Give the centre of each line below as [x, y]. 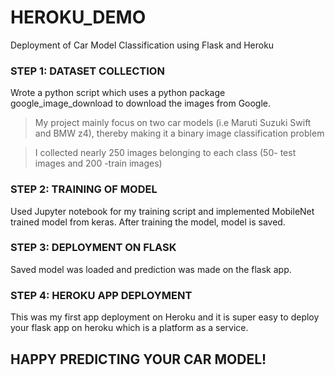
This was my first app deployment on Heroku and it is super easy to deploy [165, 317]
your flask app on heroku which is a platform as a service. [129, 328]
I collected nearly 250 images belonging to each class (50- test [165, 153]
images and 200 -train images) [98, 163]
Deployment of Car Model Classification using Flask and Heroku [142, 45]
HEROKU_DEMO [78, 17]
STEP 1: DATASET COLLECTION [87, 71]
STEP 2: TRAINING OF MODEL [84, 189]
